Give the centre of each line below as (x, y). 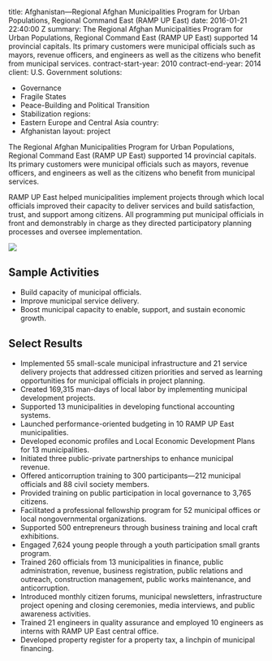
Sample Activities (54, 273)
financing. (37, 648)
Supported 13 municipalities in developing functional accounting (127, 407)
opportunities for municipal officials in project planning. (112, 381)
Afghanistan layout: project (65, 131)
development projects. (58, 398)
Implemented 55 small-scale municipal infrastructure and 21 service (134, 363)
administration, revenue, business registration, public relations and (132, 570)
